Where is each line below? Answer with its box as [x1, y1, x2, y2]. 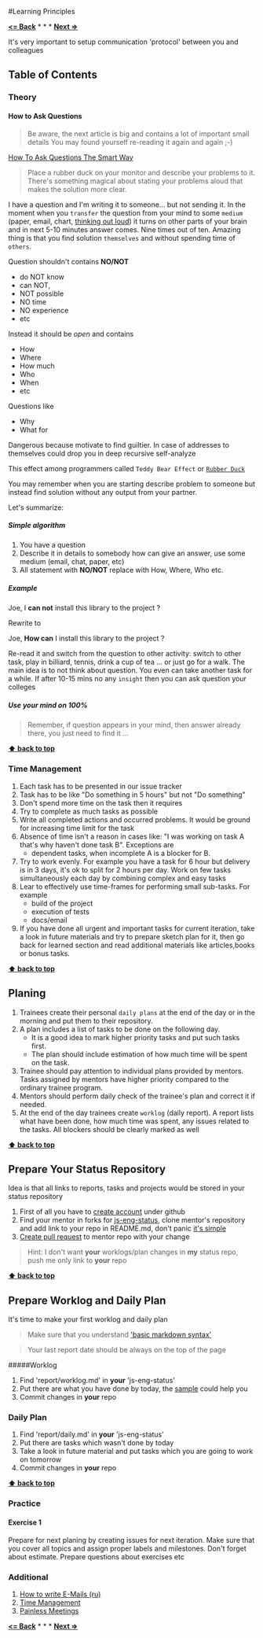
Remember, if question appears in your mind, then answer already [27, 720, 241, 730]
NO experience [19, 305, 69, 315]
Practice [8, 1498, 41, 1509]
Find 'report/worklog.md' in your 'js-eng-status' [19, 1376, 175, 1385]
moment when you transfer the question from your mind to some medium [8, 208, 243, 217]
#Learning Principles [8, 7, 75, 16]
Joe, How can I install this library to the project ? [8, 633, 165, 644]
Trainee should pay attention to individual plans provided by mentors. [19, 1066, 244, 1075]
